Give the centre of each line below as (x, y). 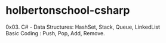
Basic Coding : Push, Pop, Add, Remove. (55, 33)
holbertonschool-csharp (68, 10)
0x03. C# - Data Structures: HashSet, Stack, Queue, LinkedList (83, 27)
